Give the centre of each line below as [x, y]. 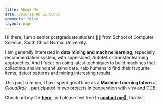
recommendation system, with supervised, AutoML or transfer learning [77, 58]
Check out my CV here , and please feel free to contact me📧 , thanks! [74, 98]
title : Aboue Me [22, 10]
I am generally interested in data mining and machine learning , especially [80, 52]
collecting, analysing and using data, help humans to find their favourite [78, 68]
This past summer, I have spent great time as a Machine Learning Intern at [81, 83]
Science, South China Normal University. [46, 43]
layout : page [18, 23]
